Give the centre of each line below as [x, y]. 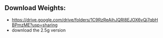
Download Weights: [35, 8]
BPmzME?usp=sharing [35, 25]
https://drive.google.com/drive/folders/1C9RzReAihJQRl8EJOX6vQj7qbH [85, 19]
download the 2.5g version [39, 30]
